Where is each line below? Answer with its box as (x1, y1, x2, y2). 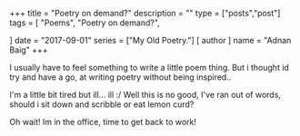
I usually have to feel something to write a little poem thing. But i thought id (9, 63, 289, 73)
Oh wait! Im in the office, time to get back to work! (9, 117, 197, 127)
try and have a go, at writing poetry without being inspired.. (9, 72, 232, 83)
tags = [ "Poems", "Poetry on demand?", (9, 17, 161, 28)
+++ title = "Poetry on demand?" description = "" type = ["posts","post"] (9, 8, 281, 18)
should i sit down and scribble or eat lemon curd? (9, 99, 195, 110)
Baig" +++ (9, 44, 48, 55)
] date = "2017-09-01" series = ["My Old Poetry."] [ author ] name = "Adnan (9, 35, 292, 45)
